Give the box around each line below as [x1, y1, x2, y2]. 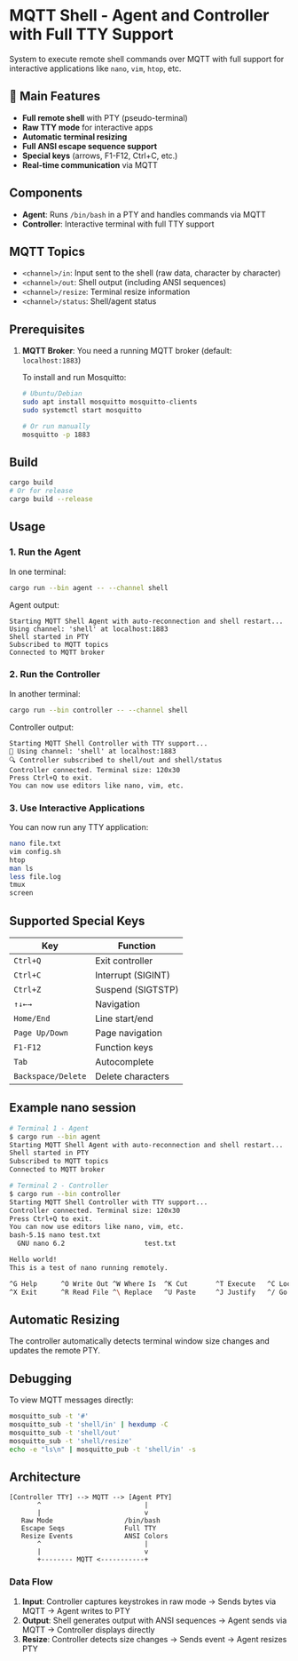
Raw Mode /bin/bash [20, 1516, 161, 1525]
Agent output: [9, 599, 59, 610]
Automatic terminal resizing [21, 131, 128, 142]
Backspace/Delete [13, 1071, 87, 1081]
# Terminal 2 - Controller [9, 1181, 109, 1191]
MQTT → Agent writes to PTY [21, 1605, 130, 1616]
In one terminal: [9, 566, 67, 577]
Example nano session [9, 1100, 137, 1115]
